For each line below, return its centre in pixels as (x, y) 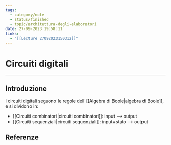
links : (12, 34)
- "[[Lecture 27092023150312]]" (44, 39)
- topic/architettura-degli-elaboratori (53, 24)
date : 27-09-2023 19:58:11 (34, 29)
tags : (11, 10)
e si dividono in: (22, 106)
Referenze (22, 138)
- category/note (27, 15)
